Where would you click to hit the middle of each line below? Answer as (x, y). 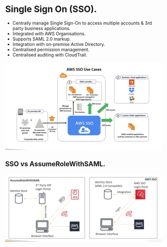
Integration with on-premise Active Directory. (59, 44)
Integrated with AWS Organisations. (49, 33)
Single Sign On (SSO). (51, 9)
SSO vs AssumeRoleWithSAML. (55, 164)
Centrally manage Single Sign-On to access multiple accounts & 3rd (82, 23)
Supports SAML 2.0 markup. (42, 39)
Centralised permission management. (51, 49)
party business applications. (41, 28)
